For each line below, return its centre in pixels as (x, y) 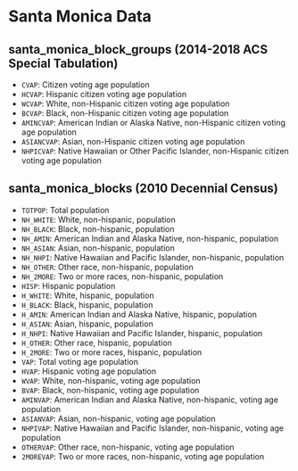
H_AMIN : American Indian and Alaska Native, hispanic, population (139, 314)
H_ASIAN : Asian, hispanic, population (87, 324)
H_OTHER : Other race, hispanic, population (97, 343)
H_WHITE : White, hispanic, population (87, 295)
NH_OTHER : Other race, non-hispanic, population (107, 267)
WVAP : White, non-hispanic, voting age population (111, 380)
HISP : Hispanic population (68, 285)
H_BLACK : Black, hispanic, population (87, 304)
